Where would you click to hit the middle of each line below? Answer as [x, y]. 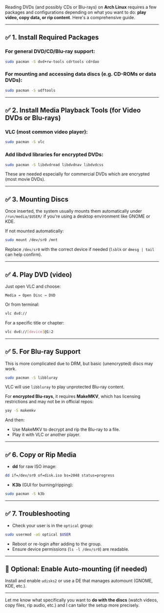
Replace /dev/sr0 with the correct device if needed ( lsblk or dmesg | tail [80, 249]
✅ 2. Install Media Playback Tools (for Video [73, 110]
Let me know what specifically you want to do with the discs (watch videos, [82, 600]
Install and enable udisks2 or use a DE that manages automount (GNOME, [79, 581]
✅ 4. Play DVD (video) [39, 275]
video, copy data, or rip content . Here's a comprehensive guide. [70, 17]
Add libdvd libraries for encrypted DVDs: [54, 155]
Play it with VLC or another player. [46, 435]
